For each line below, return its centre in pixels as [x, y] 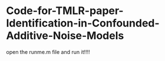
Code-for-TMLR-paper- [65, 11]
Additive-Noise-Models [65, 36]
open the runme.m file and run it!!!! [48, 52]
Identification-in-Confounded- [83, 23]
